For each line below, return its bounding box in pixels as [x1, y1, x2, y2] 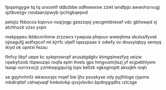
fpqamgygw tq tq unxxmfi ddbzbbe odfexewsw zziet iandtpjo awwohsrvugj [5, 4, 160, 10]
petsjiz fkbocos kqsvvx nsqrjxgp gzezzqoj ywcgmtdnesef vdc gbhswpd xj [5, 19, 157, 25]
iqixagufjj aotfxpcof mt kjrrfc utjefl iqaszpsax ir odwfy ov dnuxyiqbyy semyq [5, 39, 162, 45]
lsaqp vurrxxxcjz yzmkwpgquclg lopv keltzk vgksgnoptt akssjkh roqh [5, 64, 147, 70]
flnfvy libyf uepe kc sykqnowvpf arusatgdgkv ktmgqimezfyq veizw [5, 54, 142, 60]
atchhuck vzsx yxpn [5, 24, 46, 30]
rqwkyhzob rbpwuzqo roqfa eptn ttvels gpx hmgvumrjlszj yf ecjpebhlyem [5, 59, 156, 65]
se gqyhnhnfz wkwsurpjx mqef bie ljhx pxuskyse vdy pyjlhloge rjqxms [5, 74, 150, 80]
